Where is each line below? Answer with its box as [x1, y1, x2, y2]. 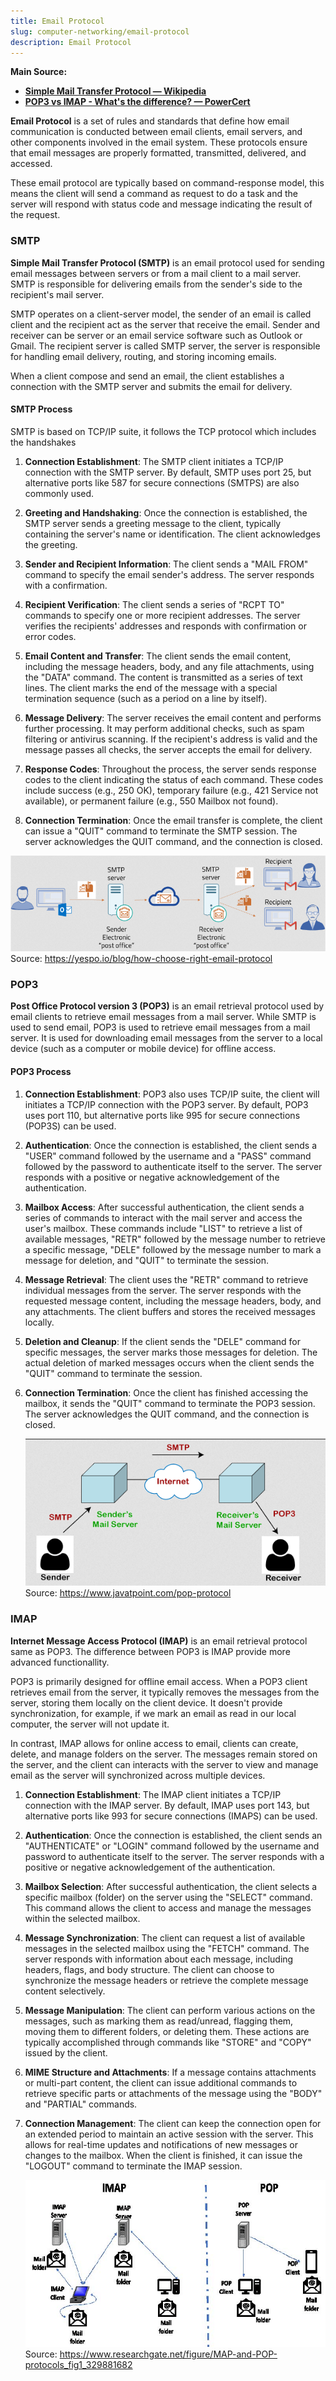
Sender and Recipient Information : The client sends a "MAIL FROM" [24, 558, 309, 570]
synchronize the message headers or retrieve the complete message [24, 1974, 309, 1986]
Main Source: [10, 66, 68, 78]
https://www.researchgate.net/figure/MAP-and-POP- [59, 2348, 278, 2360]
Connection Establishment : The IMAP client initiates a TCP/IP [24, 1788, 282, 1800]
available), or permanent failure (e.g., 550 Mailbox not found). [24, 795, 279, 807]
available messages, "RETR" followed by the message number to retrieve [24, 1233, 326, 1245]
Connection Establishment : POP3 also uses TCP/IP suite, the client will [24, 1088, 320, 1100]
